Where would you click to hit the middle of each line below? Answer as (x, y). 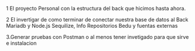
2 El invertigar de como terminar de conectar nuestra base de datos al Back (97, 19)
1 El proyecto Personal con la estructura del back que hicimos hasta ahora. (96, 8)
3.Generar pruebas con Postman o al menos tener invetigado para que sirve (97, 37)
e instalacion (21, 43)
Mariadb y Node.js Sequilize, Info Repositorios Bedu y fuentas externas (92, 26)
